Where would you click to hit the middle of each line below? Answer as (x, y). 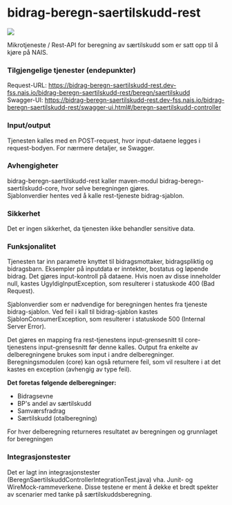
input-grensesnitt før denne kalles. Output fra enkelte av (118, 347)
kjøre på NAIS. (28, 52)
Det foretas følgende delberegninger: (62, 383)
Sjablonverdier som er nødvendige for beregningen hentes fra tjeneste (107, 304)
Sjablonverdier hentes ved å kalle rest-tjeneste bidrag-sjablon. (96, 195)
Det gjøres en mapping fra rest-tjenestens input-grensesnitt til (95, 340)
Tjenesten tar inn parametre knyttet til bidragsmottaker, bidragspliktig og (110, 262)
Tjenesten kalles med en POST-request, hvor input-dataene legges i (104, 141)
